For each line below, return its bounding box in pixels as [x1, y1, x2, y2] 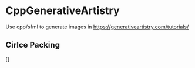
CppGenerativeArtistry [5, 4, 120, 17]
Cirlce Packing [5, 40, 60, 50]
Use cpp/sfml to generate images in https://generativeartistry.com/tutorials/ [5, 23, 189, 30]
